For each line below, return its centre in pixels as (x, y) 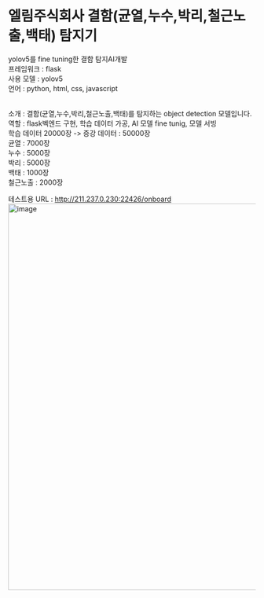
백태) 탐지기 (62, 36)
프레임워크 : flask (35, 68)
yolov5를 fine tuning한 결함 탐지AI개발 (68, 59)
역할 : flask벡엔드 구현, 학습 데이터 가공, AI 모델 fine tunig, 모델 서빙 (113, 123)
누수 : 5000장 (29, 152)
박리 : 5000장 (29, 163)
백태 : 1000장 (29, 172)
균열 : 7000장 (29, 143)
